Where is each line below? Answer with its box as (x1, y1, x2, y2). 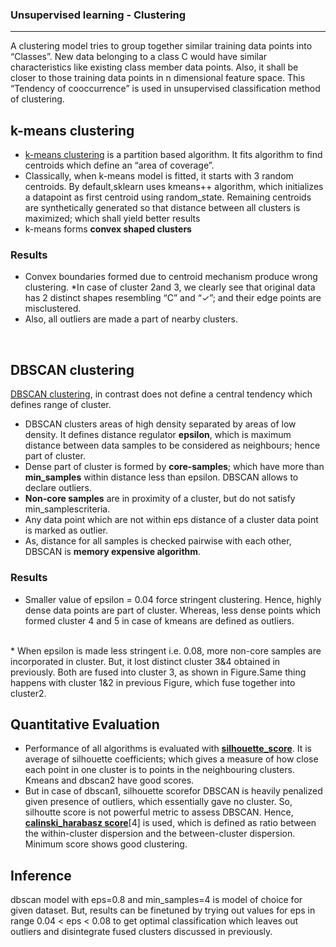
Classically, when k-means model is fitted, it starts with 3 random (24, 170, 294, 182)
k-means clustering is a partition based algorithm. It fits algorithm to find (24, 149, 323, 161)
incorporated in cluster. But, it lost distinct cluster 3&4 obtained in (10, 655, 281, 667)
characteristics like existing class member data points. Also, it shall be (10, 61, 299, 73)
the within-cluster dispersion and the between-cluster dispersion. (24, 828, 296, 840)
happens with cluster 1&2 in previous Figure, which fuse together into (10, 676, 296, 688)
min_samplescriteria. (24, 503, 111, 515)
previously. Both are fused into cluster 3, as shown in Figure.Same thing (10, 666, 307, 678)
